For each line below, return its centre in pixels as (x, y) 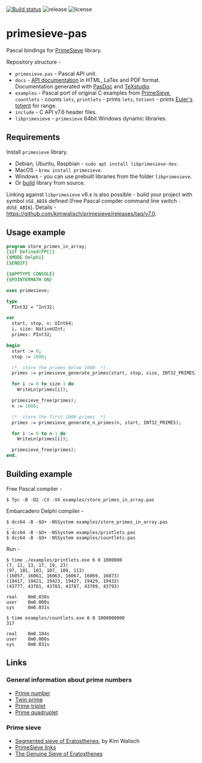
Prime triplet (30, 706)
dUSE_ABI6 (19, 208)
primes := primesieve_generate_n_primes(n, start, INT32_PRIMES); (96, 422)
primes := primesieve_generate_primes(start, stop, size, (86, 373)
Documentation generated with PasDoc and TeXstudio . (83, 86)
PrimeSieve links (35, 747)
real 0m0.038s (28, 597)
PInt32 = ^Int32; (33, 307)
